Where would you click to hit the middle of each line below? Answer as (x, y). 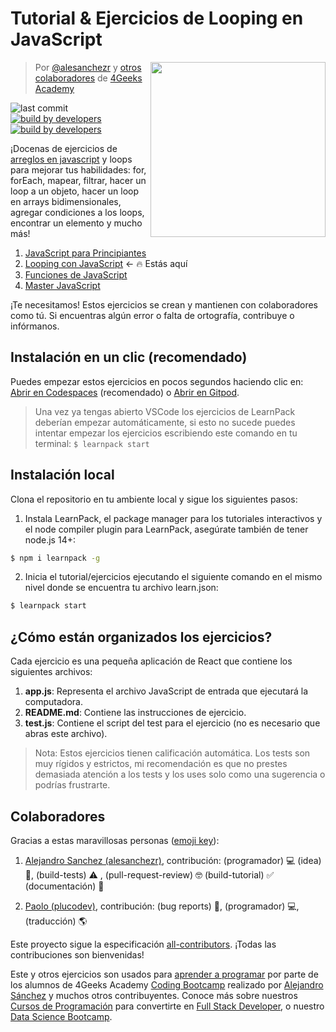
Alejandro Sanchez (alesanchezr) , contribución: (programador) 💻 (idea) (173, 860)
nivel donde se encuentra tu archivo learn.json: (121, 588)
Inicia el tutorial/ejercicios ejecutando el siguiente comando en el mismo (173, 577)
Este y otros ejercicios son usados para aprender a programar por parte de (164, 974)
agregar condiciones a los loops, (77, 212)
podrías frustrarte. (72, 785)
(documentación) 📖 (64, 886)
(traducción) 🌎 (56, 921)
